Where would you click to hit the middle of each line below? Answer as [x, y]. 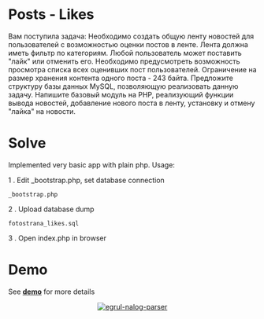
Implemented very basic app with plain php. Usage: [92, 165]
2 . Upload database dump [51, 209]
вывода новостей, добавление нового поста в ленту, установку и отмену [132, 103]
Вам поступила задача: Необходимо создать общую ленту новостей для [131, 36]
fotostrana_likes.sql [44, 223]
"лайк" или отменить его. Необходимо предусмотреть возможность [124, 61]
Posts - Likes [51, 15]
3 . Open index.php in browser [57, 238]
